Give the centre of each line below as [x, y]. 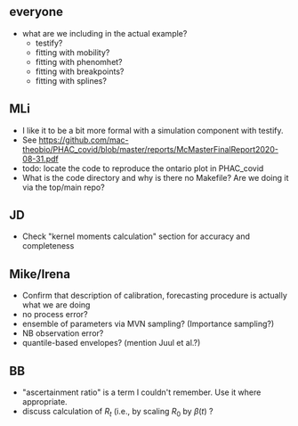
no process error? [55, 315]
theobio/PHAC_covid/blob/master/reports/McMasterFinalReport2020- [150, 149]
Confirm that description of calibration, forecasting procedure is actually [154, 296]
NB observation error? [63, 333]
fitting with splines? [71, 80]
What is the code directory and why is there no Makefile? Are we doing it [155, 177]
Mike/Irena [40, 274]
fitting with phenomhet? [79, 61]
